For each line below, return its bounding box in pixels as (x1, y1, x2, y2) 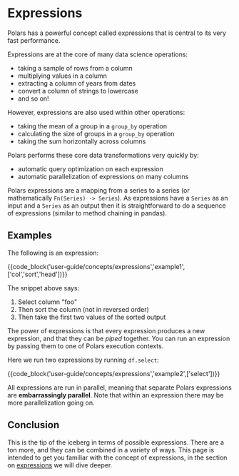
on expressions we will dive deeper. (7, 460, 113, 469)
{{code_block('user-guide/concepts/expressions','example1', (7, 262, 185, 270)
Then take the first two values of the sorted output (17, 313, 166, 321)
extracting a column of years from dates (17, 79, 136, 87)
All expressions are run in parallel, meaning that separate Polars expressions (7, 383, 232, 392)
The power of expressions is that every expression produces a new (7, 326, 205, 335)
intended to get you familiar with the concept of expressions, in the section (7, 453, 228, 462)
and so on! (17, 94, 49, 103)
